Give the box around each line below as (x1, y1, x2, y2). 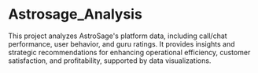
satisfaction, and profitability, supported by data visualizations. (8, 56, 212, 65)
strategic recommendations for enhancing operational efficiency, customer (8, 47, 251, 57)
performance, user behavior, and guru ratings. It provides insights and (8, 39, 235, 48)
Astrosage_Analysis (8, 5, 143, 23)
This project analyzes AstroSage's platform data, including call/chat (8, 31, 227, 40)
